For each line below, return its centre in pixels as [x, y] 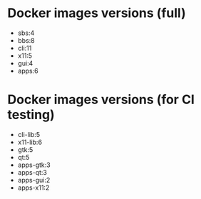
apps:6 [28, 71]
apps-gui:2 [34, 180]
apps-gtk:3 [34, 165]
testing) [31, 115]
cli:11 [25, 48]
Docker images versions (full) [97, 13]
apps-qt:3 [32, 172]
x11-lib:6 [30, 142]
